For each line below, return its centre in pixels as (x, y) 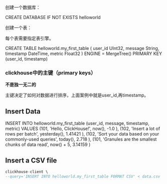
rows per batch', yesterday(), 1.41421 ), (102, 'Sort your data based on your (82, 134)
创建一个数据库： (23, 7)
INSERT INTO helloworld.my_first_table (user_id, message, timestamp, (77, 123)
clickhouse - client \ (27, 171)
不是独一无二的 (21, 84)
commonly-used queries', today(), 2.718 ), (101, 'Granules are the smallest (81, 139)
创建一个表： (18, 27)
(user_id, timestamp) (27, 59)
